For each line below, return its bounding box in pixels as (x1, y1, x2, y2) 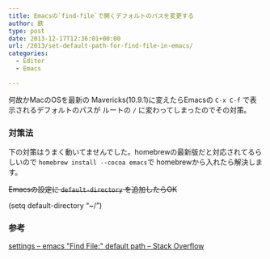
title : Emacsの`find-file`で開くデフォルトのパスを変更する (8, 11, 194, 20)
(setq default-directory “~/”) (8, 201, 103, 210)
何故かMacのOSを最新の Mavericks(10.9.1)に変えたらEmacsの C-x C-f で (8, 95, 251, 104)
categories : (8, 49, 49, 57)
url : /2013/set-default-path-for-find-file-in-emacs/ (8, 42, 194, 50)
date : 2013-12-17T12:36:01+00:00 (8, 34, 121, 43)
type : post (8, 27, 45, 35)
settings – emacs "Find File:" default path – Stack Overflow (8, 241, 205, 251)
